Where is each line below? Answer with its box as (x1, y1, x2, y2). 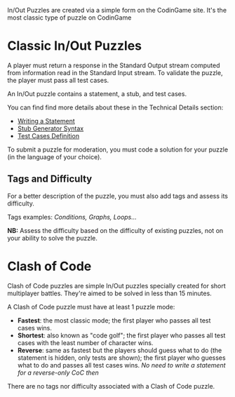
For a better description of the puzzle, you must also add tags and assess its (7, 191, 228, 200)
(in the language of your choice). (7, 152, 102, 161)
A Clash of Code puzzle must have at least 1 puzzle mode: (7, 302, 175, 311)
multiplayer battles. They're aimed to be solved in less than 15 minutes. (7, 289, 212, 297)
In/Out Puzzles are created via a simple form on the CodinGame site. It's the (7, 6, 227, 14)
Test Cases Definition (17, 131, 79, 140)
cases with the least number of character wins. (17, 338, 154, 346)
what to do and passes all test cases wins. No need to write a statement (17, 361, 226, 369)
